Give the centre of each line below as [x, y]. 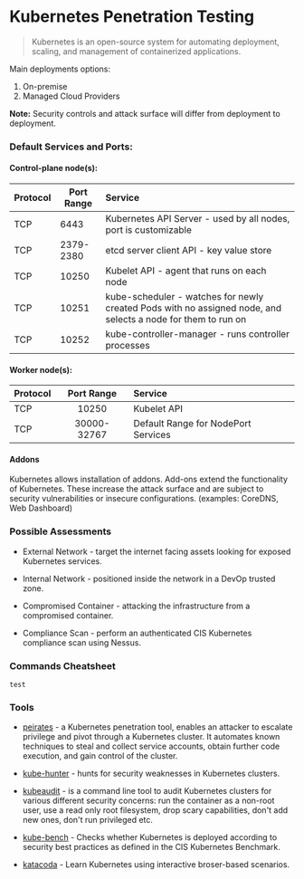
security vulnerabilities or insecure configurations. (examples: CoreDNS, [144, 499]
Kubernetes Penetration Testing [132, 17]
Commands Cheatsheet [62, 665]
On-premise [45, 86]
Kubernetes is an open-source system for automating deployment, [156, 42]
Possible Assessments [60, 531]
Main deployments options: [60, 69]
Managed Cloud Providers [71, 96]
